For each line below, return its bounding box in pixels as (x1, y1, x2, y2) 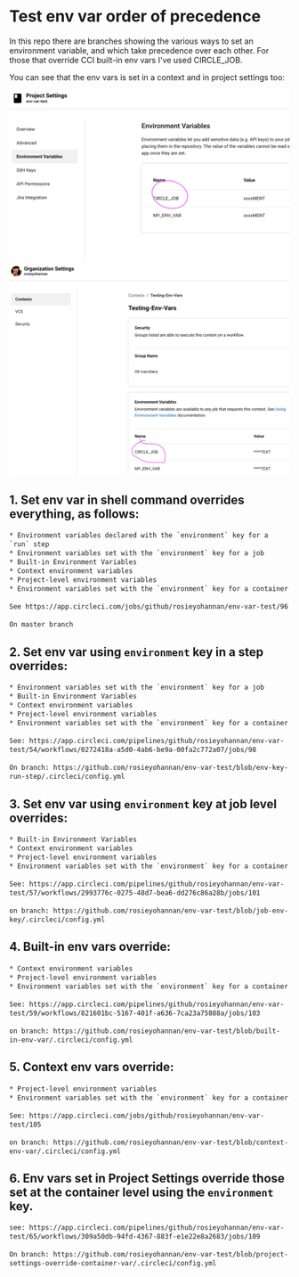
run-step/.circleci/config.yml (9, 773, 125, 782)
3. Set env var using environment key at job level (9, 796, 278, 812)
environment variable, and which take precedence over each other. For (9, 45, 270, 55)
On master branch (9, 620, 74, 629)
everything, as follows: (9, 506, 140, 521)
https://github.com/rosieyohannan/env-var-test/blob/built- (53, 1027, 280, 1036)
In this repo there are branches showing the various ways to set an (9, 36, 254, 46)
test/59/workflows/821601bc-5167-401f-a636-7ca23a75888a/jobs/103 (9, 1009, 261, 1018)
